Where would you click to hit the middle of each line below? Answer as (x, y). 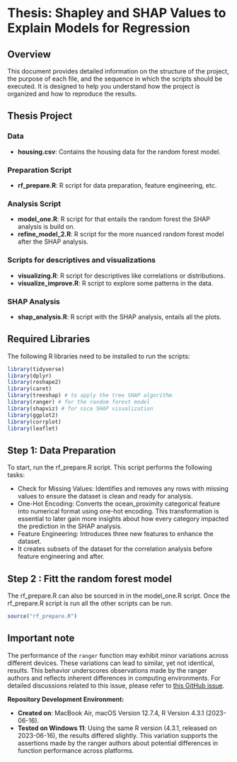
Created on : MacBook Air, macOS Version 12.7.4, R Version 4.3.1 (111, 712)
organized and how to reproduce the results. (72, 94)
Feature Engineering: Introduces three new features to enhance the (115, 534)
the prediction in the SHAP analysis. (70, 526)
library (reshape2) (34, 382)
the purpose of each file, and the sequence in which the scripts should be (115, 79)
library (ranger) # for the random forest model (79, 402)
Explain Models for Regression (99, 28)
